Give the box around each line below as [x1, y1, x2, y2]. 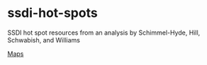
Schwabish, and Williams [7, 35, 80, 44]
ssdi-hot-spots [7, 5, 98, 21]
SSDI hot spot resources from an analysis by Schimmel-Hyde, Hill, [7, 28, 201, 37]
